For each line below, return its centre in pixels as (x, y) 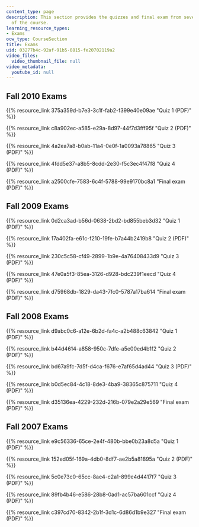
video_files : (22, 56)
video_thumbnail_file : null (46, 61)
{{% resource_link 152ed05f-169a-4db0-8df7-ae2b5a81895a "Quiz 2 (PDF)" (99, 459)
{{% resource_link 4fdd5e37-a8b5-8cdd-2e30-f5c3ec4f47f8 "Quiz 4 (91, 164)
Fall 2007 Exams (37, 427)
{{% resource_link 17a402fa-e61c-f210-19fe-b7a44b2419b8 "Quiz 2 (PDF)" (98, 238)
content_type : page (30, 12)
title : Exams (22, 45)
